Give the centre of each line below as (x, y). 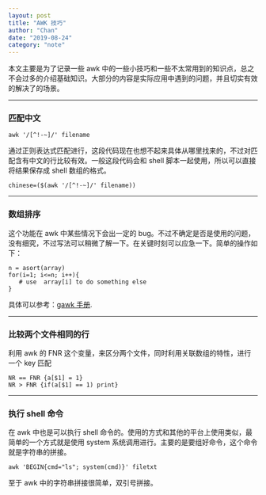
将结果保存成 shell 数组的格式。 (59, 170)
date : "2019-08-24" (40, 38)
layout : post (30, 15)
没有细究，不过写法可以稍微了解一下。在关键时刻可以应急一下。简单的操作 (129, 243)
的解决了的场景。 (36, 89)
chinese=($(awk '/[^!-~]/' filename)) (72, 186)
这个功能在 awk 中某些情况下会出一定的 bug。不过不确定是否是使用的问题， (132, 233)
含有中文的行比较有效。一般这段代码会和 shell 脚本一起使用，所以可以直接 (135, 161)
